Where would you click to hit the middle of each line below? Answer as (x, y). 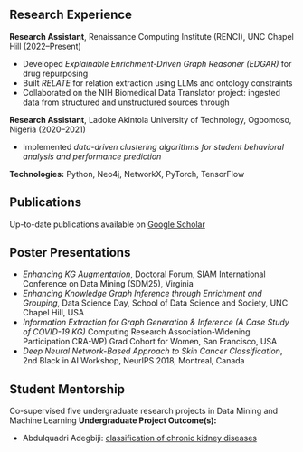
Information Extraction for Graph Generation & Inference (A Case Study (156, 322)
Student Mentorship (67, 389)
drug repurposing (55, 73)
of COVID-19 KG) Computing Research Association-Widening (136, 332)
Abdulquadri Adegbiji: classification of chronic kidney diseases (140, 438)
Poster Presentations (70, 253)
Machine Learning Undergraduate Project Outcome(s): (113, 420)
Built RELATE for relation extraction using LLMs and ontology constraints (157, 83)
